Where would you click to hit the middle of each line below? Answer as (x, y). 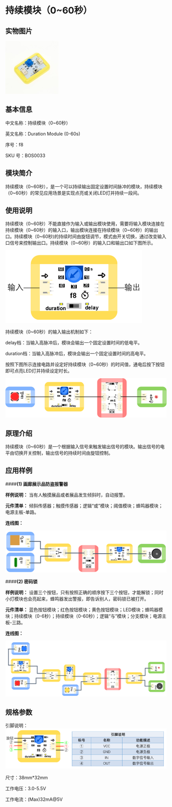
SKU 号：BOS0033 (25, 155)
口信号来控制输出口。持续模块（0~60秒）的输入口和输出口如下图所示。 (81, 243)
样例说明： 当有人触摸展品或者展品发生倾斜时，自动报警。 (67, 495)
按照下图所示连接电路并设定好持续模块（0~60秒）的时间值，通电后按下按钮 (85, 364)
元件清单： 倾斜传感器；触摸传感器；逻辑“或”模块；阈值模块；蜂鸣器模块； (84, 506)
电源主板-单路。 (22, 512)
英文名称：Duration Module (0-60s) (43, 134)
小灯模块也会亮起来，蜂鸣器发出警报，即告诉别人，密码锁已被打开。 (77, 599)
